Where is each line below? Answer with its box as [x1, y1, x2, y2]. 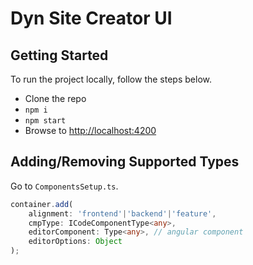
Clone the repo [24, 93, 87, 104]
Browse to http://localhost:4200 [24, 125, 157, 136]
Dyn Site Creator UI [10, 7, 173, 30]
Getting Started [10, 47, 109, 64]
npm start [24, 116, 67, 126]
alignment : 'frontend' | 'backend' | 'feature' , [28, 208, 217, 219]
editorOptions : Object [28, 237, 123, 247]
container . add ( [10, 199, 74, 209]
